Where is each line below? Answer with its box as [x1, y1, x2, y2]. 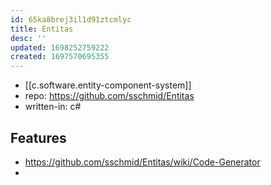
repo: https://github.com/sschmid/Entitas [24, 90, 195, 102]
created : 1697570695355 [10, 52, 110, 62]
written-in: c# [24, 101, 82, 113]
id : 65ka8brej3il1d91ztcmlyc [10, 14, 132, 25]
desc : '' [10, 33, 47, 43]
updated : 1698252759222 [10, 42, 110, 53]
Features [10, 129, 67, 146]
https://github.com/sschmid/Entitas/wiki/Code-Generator [24, 156, 261, 168]
